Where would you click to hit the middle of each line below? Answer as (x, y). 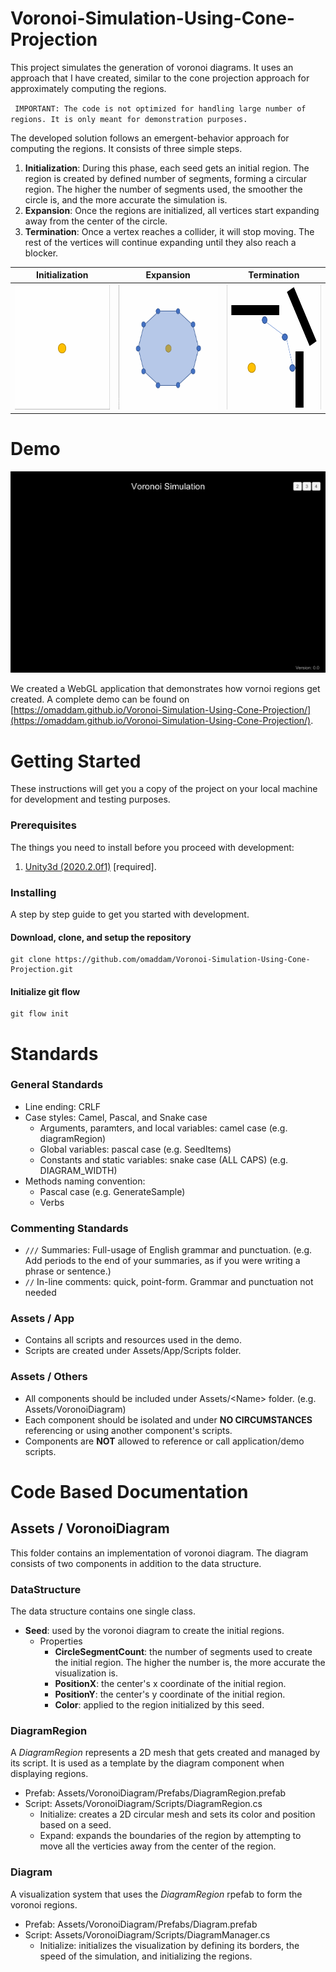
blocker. (41, 253)
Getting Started (76, 761)
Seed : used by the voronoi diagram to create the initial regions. (154, 1630)
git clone (31, 960)
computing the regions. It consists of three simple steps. (126, 148)
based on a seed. (75, 1825)
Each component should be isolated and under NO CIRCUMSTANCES (168, 1419)
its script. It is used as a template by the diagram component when (147, 1763)
